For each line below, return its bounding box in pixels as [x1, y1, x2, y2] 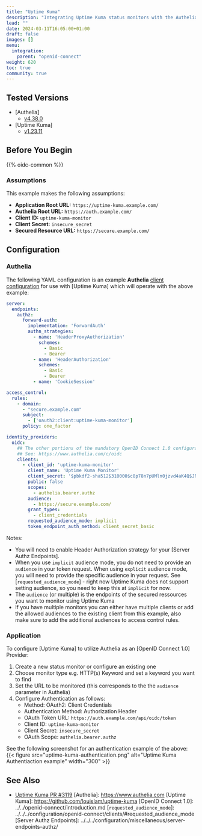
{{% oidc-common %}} [6, 161, 64, 168]
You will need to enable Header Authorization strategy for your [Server [14, 546, 191, 553]
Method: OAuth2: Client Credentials [23, 701, 112, 708]
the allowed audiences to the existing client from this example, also [14, 610, 182, 617]
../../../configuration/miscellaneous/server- [80, 817, 186, 824]
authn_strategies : [28, 328, 74, 334]
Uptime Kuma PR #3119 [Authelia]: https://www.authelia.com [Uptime [14, 791, 186, 799]
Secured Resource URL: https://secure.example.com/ [14, 227, 150, 235]
